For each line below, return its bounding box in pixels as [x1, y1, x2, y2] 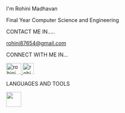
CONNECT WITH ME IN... [6, 51, 68, 58]
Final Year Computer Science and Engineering [6, 17, 119, 23]
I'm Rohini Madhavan [6, 5, 58, 12]
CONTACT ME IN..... [6, 28, 55, 35]
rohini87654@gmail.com [6, 40, 67, 46]
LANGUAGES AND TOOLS [6, 80, 70, 87]
